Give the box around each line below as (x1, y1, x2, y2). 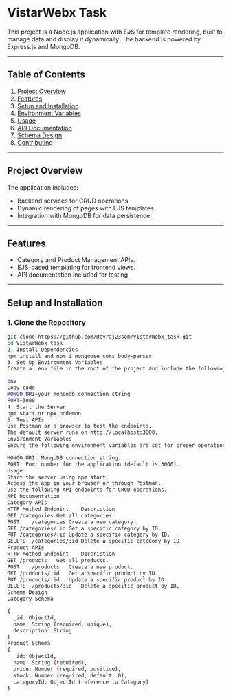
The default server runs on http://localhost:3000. (7, 429, 158, 436)
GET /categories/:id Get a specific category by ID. (7, 525, 162, 532)
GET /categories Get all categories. (7, 512, 115, 519)
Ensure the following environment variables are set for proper (7, 442, 195, 449)
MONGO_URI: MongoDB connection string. (7, 454, 122, 461)
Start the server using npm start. (7, 474, 109, 481)
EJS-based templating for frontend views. (16, 263, 136, 272)
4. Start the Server (7, 403, 67, 410)
